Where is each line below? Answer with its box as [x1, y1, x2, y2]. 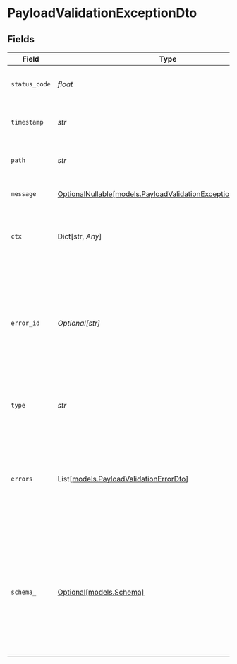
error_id [11, 319, 40, 327]
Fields [7, 33, 35, 45]
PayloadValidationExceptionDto [7, 5, 197, 21]
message [11, 190, 37, 198]
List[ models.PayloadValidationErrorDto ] [57, 474, 189, 483]
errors [11, 475, 33, 483]
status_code [11, 80, 51, 88]
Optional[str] [57, 319, 101, 328]
